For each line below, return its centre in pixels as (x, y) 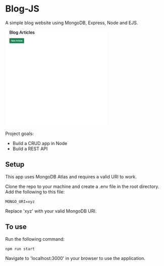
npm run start (20, 249)
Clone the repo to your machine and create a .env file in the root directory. (82, 186)
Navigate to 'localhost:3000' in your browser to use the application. (75, 258)
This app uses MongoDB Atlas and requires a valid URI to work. (71, 176)
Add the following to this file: (35, 191)
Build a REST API (30, 149)
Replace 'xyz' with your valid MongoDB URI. (51, 211)
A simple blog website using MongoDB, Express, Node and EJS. (72, 23)
